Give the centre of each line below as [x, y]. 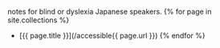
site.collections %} [39, 20]
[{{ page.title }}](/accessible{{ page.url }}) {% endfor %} [112, 36]
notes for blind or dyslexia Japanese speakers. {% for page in [110, 12]
